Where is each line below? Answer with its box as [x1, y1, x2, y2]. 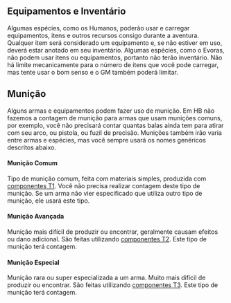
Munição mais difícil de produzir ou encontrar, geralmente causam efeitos [7, 228, 219, 236]
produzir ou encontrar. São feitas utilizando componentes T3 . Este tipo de [7, 281, 219, 289]
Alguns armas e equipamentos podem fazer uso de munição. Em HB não [7, 107, 215, 115]
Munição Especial [7, 258, 60, 266]
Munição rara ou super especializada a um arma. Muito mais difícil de [7, 273, 206, 282]
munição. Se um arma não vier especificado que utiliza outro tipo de [7, 189, 203, 197]
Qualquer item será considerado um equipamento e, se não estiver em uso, [7, 38, 223, 47]
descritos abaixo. [7, 143, 57, 151]
